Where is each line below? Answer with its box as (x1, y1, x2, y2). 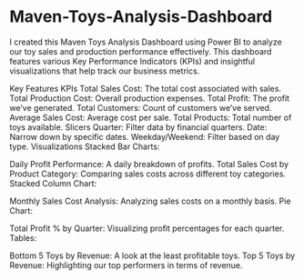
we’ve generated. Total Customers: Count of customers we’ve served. (9, 102, 272, 113)
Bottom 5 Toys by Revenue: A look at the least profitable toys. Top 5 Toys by (9, 250, 296, 261)
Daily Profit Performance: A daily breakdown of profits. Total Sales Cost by (9, 158, 289, 169)
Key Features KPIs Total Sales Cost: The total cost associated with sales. (9, 83, 282, 94)
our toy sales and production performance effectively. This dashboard (9, 45, 272, 56)
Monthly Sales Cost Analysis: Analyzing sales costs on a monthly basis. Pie (9, 195, 291, 206)
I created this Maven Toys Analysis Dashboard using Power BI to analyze (9, 36, 282, 47)
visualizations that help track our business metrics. (9, 65, 200, 76)
